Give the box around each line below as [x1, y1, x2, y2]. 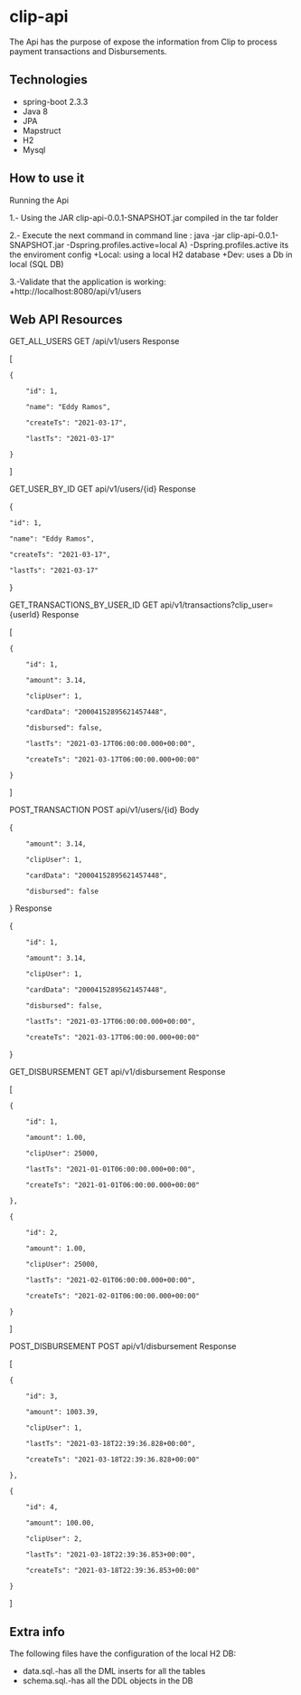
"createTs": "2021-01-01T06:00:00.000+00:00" [25, 1181, 201, 1190]
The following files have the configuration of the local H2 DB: [9, 1648, 237, 1659]
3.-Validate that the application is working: [9, 276, 166, 287]
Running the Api [9, 195, 70, 206]
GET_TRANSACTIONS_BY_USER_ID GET [9, 599, 159, 610]
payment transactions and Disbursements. [9, 45, 167, 56]
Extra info [9, 1623, 65, 1640]
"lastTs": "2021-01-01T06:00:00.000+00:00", [25, 1165, 196, 1174]
